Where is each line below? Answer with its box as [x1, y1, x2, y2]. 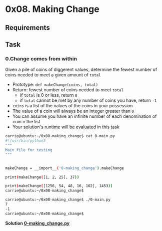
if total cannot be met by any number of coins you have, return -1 [19, 97, 157, 103]
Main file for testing [5, 147, 52, 153]
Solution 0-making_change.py [5, 220, 70, 226]
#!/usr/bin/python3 [5, 138, 46, 143]
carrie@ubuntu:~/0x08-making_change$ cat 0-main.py [5, 134, 115, 139]
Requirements [5, 23, 50, 32]
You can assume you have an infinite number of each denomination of [12, 113, 157, 119]
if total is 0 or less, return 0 [19, 92, 77, 98]
